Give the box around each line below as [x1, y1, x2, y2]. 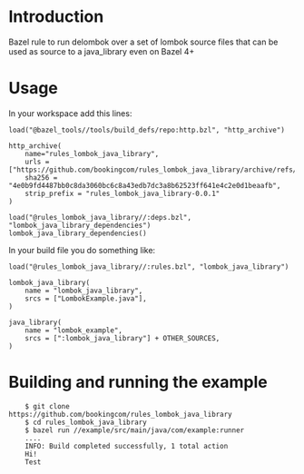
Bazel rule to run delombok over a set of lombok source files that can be [8, 36, 279, 47]
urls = [25, 157, 50, 166]
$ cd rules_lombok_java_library [25, 418, 147, 427]
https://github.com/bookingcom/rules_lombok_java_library [8, 410, 232, 419]
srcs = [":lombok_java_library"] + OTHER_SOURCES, [25, 333, 221, 342]
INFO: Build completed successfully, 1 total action [25, 441, 229, 450]
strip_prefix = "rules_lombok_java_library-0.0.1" [25, 189, 221, 198]
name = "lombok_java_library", [25, 286, 143, 295]
